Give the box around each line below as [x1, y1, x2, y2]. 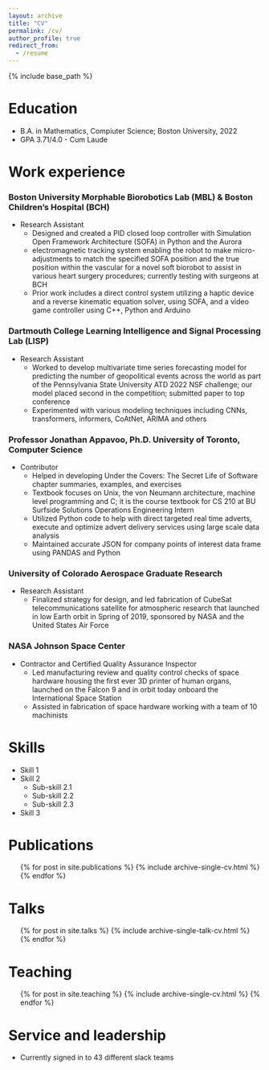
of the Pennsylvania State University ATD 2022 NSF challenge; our [31, 379, 253, 389]
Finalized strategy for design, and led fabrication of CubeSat [31, 595, 232, 605]
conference [31, 396, 71, 407]
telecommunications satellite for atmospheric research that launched [31, 603, 259, 613]
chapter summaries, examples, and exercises [31, 480, 182, 490]
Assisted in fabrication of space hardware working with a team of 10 [31, 701, 258, 711]
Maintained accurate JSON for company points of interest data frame [31, 539, 261, 549]
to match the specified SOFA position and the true [75, 254, 239, 264]
